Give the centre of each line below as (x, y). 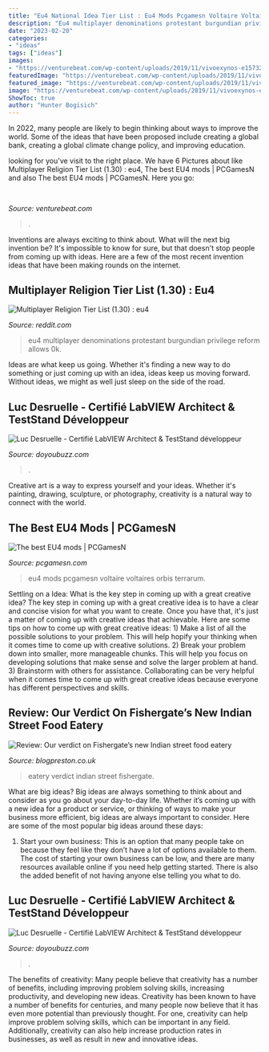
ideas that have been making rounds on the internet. (94, 265)
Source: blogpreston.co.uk (52, 760)
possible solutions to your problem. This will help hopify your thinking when (133, 636)
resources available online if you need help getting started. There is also (139, 866)
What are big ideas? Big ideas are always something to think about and (125, 791)
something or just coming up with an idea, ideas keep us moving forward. (129, 373)
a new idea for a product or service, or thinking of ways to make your (122, 809)
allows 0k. (44, 349)
